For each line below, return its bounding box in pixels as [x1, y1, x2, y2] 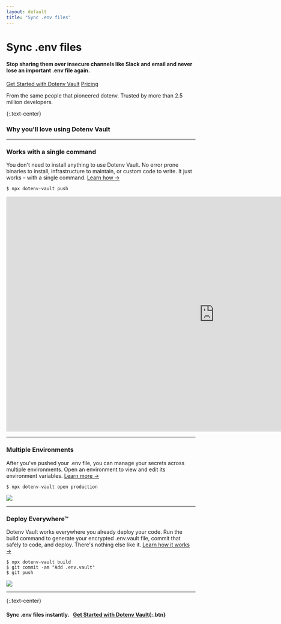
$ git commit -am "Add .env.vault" [6, 564, 95, 570]
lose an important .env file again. [6, 67, 90, 74]
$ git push [6, 570, 34, 576]
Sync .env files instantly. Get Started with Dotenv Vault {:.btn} [6, 611, 166, 618]
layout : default [6, 8, 47, 15]
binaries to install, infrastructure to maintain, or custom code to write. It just [6, 168, 192, 175]
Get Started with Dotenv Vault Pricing [6, 80, 99, 87]
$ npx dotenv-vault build [6, 559, 71, 566]
